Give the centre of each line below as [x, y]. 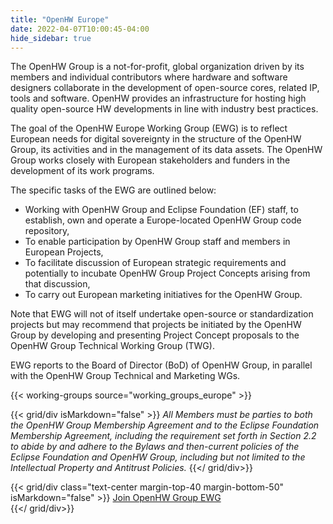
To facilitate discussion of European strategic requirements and [155, 263]
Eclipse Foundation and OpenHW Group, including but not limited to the [158, 457]
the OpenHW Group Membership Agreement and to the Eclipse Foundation [165, 425]
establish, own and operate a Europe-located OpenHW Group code [163, 220]
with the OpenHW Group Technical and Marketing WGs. [125, 376]
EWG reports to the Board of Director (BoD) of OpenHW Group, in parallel [161, 365]
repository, [47, 231]
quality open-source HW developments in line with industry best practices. [164, 109]
